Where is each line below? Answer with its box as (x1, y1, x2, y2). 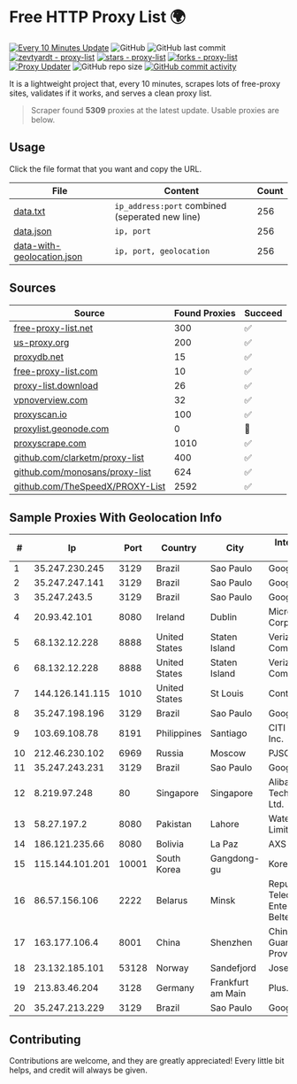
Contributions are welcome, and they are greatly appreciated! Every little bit (9, 1056, 285, 1066)
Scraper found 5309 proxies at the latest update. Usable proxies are (30, 105, 280, 115)
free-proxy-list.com (13, 365, 99, 377)
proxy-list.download (13, 379, 99, 391)
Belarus (156, 894, 188, 907)
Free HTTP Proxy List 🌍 (9, 7, 187, 27)
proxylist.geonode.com (13, 422, 110, 435)
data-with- (13, 239, 62, 252)
